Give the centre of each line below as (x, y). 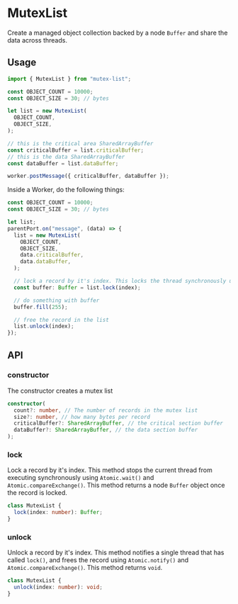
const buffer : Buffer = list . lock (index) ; (77, 287)
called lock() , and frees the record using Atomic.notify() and (98, 560)
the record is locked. (37, 493)
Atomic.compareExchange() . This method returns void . (85, 568)
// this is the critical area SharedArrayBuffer (80, 143)
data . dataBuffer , (46, 262)
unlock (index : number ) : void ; (58, 587)
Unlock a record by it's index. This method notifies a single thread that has (116, 553)
